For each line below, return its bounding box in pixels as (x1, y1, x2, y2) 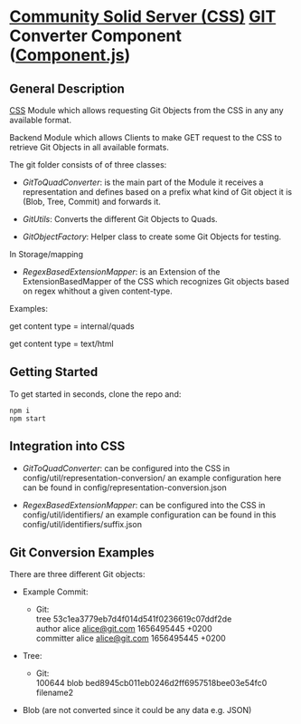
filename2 (35, 687, 74, 699)
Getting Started (9, 364, 99, 380)
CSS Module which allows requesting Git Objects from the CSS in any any (9, 105, 284, 115)
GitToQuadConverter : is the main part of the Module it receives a (22, 177, 264, 188)
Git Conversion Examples (9, 545, 155, 561)
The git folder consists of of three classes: (9, 159, 167, 169)
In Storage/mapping (9, 249, 84, 259)
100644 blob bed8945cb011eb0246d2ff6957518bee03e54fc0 (35, 678, 268, 689)
